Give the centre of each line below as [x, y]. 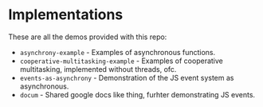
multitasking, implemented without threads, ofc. [98, 69]
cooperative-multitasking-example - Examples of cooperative [121, 61]
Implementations [66, 15]
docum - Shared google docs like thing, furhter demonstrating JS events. [137, 94]
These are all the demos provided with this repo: [88, 37]
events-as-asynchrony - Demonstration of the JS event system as [127, 77]
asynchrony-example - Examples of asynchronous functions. [118, 52]
